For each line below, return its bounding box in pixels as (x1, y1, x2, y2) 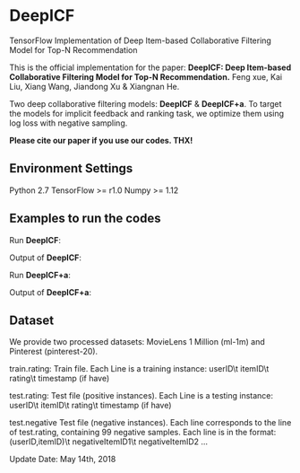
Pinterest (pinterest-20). (9, 346, 99, 357)
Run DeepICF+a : (9, 269, 72, 280)
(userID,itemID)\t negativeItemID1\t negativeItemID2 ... (9, 436, 209, 447)
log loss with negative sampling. (9, 118, 128, 128)
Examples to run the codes (9, 211, 161, 226)
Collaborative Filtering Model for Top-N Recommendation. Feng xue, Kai (9, 71, 283, 82)
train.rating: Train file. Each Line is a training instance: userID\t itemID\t (9, 364, 270, 374)
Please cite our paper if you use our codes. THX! (9, 135, 193, 145)
